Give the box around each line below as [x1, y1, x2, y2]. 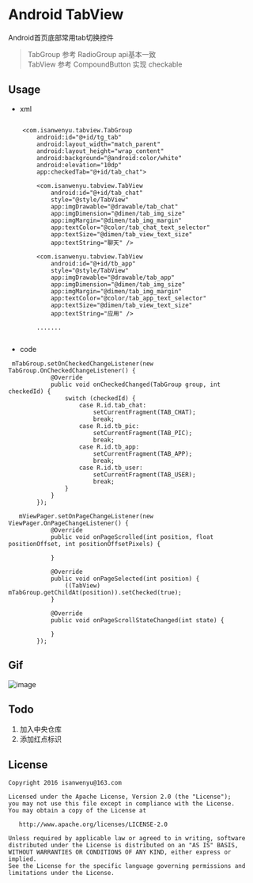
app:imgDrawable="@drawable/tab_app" [50, 273, 176, 281]
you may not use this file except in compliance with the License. [8, 800, 236, 808]
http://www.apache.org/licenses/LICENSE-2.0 [18, 820, 168, 829]
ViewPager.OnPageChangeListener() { [8, 519, 129, 527]
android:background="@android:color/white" [36, 154, 182, 162]
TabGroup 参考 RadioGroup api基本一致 [27, 49, 157, 59]
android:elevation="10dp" [36, 161, 123, 169]
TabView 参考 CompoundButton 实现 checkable [27, 59, 183, 69]
